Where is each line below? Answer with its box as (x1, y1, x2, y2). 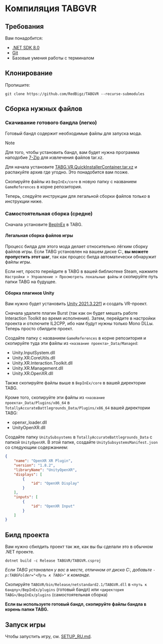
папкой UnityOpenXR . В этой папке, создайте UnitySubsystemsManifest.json (5, 439, 158, 445)
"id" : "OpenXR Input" (31, 504, 75, 509)
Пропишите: (5, 82, 31, 88)
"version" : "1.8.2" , (14, 463, 55, 468)
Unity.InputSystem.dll (12, 350, 55, 356)
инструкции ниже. (5, 198, 43, 204)
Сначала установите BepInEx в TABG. (5, 221, 83, 227)
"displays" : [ (14, 472, 42, 477)
